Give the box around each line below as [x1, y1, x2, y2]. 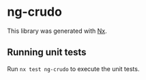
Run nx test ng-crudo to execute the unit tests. [7, 64, 140, 72]
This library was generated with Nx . [7, 27, 107, 35]
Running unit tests [7, 46, 87, 58]
